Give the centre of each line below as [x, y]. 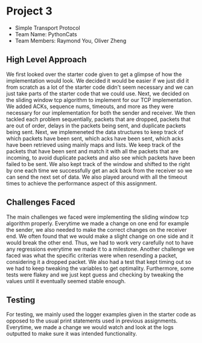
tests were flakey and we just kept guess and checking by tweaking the [95, 274]
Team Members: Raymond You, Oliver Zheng [71, 40]
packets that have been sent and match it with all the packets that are [93, 151]
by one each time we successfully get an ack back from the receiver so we [99, 170]
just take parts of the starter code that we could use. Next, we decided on [98, 93]
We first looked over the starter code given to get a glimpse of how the [94, 74]
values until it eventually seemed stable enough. [66, 281]
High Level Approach [46, 59]
